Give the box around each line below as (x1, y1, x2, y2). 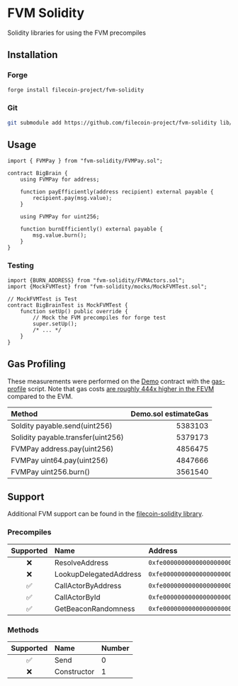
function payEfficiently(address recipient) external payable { (20, 189, 214, 196)
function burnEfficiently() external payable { (20, 225, 163, 233)
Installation (7, 49, 58, 61)
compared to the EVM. (7, 392, 73, 400)
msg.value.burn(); (33, 232, 87, 239)
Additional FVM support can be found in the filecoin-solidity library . (7, 510, 204, 518)
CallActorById (54, 592, 101, 602)
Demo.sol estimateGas (130, 409, 209, 419)
